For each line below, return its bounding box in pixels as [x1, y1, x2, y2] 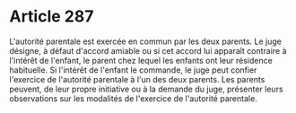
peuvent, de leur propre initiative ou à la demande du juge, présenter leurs [9, 83, 284, 94]
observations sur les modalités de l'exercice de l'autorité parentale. [9, 92, 257, 104]
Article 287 [9, 6, 94, 27]
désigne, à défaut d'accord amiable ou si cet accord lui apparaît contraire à [9, 45, 287, 56]
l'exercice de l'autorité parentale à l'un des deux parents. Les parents [9, 74, 266, 84]
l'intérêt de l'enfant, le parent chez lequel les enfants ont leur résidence [9, 55, 274, 65]
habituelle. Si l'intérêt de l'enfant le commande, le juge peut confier [9, 65, 257, 75]
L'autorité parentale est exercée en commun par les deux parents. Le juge [9, 36, 283, 47]
